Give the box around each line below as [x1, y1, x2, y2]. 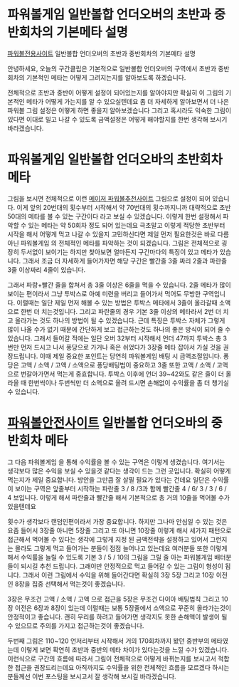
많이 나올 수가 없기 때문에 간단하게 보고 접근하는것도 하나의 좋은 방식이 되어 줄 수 [7, 325, 231, 333]
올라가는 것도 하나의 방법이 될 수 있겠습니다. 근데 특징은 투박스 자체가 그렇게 [14, 316, 225, 325]
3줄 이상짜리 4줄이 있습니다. [7, 265, 86, 274]
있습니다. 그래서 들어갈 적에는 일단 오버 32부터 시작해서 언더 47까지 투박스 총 [7, 334, 222, 342]
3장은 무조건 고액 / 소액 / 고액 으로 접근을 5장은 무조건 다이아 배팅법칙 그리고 [7, 594, 221, 603]
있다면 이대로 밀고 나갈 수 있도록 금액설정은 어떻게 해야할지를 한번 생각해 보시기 [7, 115, 228, 123]
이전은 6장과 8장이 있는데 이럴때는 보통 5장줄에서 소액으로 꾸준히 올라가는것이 [14, 603, 231, 612]
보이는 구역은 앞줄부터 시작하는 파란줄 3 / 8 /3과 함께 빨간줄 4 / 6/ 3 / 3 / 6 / [14, 484, 227, 493]
